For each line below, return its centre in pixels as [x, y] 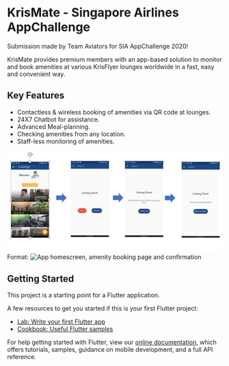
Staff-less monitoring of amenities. [66, 141]
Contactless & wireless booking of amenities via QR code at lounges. [114, 112]
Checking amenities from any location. [71, 134]
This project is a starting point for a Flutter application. [83, 295]
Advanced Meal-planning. [53, 126]
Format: [18, 257]
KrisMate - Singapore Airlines [93, 13]
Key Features [36, 96]
